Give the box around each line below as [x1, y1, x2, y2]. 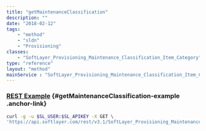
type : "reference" [6, 60, 53, 66]
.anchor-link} [6, 99, 47, 108]
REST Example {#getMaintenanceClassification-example [6, 92, 180, 100]
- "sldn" [17, 37, 40, 43]
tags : [6, 26, 20, 32]
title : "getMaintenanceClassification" [6, 9, 109, 15]
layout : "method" [6, 65, 51, 72]
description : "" [6, 15, 48, 21]
